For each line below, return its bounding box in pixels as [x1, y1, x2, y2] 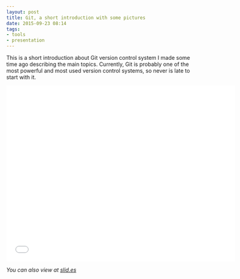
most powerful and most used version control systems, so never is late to [6, 67, 190, 74]
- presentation [6, 37, 45, 43]
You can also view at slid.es [6, 266, 77, 274]
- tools [6, 32, 26, 38]
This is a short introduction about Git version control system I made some [6, 54, 191, 61]
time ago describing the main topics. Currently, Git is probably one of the [6, 60, 189, 68]
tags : [6, 26, 20, 32]
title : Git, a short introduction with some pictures [6, 15, 146, 21]
